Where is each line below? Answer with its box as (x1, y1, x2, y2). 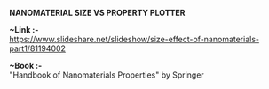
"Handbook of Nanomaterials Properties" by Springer (9, 70, 204, 80)
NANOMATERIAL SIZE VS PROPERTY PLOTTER (9, 8, 186, 18)
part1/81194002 (9, 43, 67, 54)
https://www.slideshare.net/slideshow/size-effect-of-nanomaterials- (9, 34, 260, 44)
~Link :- (9, 25, 39, 34)
